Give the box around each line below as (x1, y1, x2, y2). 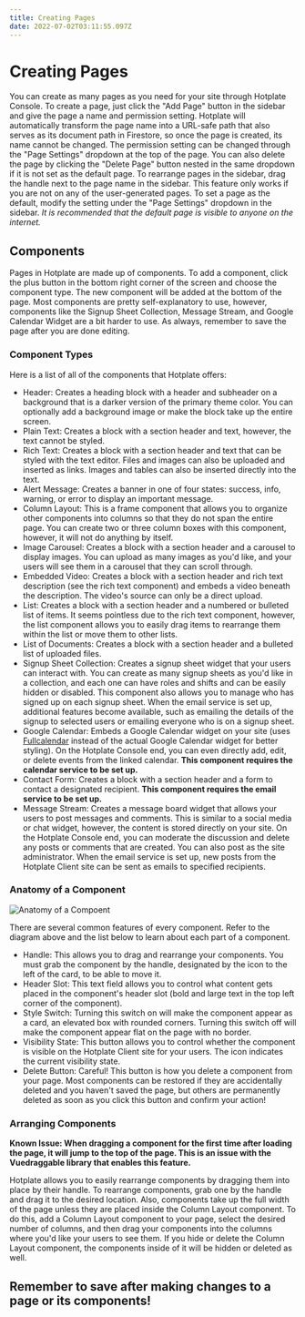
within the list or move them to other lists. (22, 628, 178, 639)
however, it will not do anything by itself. (22, 532, 174, 543)
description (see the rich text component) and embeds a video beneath (22, 580, 291, 591)
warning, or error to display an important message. (22, 493, 214, 504)
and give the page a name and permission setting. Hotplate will (9, 110, 246, 121)
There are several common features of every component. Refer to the (9, 922, 270, 933)
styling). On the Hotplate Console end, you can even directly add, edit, (22, 744, 287, 756)
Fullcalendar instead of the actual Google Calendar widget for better (22, 735, 279, 746)
